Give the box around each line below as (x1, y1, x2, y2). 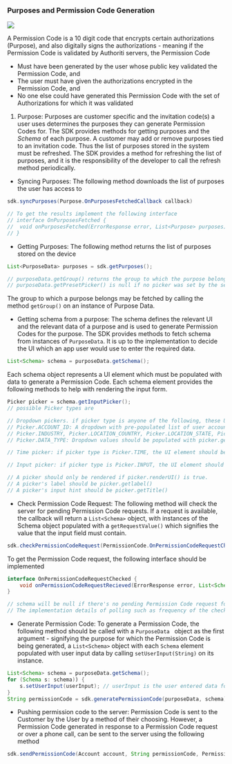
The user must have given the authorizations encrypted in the (17, 77, 193, 85)
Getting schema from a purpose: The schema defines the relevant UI (17, 315, 213, 324)
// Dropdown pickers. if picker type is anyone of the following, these (7, 417, 221, 424)
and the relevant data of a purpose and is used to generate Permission (17, 322, 218, 330)
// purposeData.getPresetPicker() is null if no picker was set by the (7, 282, 217, 289)
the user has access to (17, 185, 82, 193)
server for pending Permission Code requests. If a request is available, (17, 507, 218, 515)
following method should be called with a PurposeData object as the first (17, 627, 224, 635)
